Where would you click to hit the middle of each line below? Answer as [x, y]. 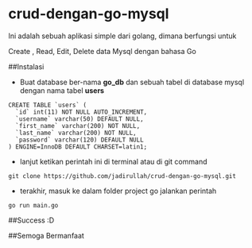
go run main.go [33, 205]
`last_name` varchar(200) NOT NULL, [76, 133]
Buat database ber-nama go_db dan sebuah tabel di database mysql [132, 82]
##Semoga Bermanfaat [47, 235]
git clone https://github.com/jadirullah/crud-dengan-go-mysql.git [122, 176]
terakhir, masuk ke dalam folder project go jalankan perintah [118, 191]
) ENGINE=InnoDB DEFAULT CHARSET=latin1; [78, 147]
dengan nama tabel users [62, 90]
